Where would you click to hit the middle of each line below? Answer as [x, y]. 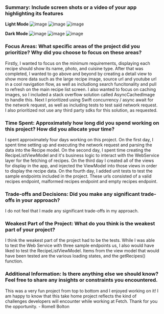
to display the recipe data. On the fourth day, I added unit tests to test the [79, 171]
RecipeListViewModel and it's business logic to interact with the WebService [82, 155]
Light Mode [17, 24]
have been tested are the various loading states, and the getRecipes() [75, 256]
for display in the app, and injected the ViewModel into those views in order [81, 165]
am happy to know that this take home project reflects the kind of [71, 296]
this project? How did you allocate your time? [60, 129]
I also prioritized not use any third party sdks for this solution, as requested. [81, 110]
